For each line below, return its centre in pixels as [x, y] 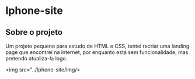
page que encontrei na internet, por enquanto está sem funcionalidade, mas [97, 52]
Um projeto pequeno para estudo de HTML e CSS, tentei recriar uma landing [97, 46]
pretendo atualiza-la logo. [36, 58]
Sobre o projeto [34, 32]
